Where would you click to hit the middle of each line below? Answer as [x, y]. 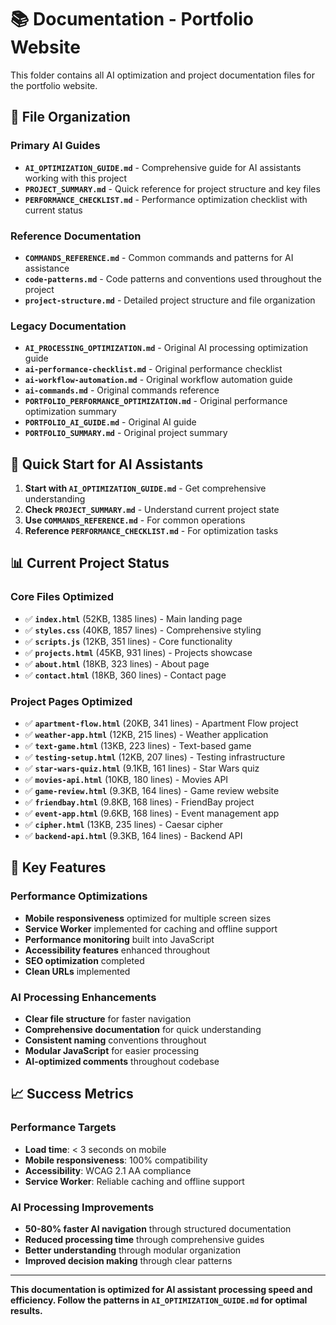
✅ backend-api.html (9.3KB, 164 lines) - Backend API [133, 836]
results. [26, 1310]
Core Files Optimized [62, 597]
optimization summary [70, 412]
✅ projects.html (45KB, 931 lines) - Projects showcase [138, 652]
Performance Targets [63, 1128]
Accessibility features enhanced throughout [117, 950]
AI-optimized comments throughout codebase [122, 1061]
